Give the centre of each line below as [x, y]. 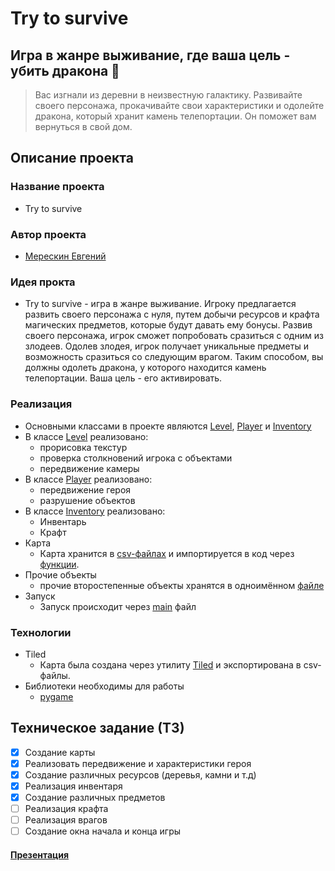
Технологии [41, 632]
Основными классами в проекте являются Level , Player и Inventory [168, 426]
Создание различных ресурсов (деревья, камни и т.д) [140, 774]
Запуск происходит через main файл [118, 606]
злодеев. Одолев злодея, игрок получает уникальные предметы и [166, 346]
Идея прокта [43, 282]
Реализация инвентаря [73, 786]
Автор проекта [48, 234]
